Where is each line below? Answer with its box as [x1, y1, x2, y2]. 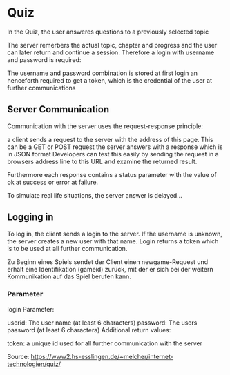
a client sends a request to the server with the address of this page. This [7, 135, 213, 143]
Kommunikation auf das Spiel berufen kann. [7, 272, 131, 281]
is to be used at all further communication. [7, 244, 128, 252]
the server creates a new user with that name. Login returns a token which [7, 236, 219, 245]
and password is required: [7, 55, 82, 63]
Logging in [7, 212, 54, 223]
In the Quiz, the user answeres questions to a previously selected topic [7, 28, 209, 36]
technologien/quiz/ [7, 360, 61, 368]
